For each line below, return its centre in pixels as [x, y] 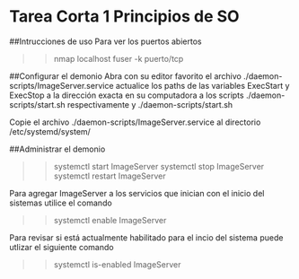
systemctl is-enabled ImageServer [117, 264]
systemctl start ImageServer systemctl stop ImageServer [159, 166]
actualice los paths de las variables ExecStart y [202, 85]
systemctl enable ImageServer [110, 220]
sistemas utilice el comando [61, 203]
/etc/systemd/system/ [50, 131]
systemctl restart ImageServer [110, 176]
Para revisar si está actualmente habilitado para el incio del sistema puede [146, 237]
